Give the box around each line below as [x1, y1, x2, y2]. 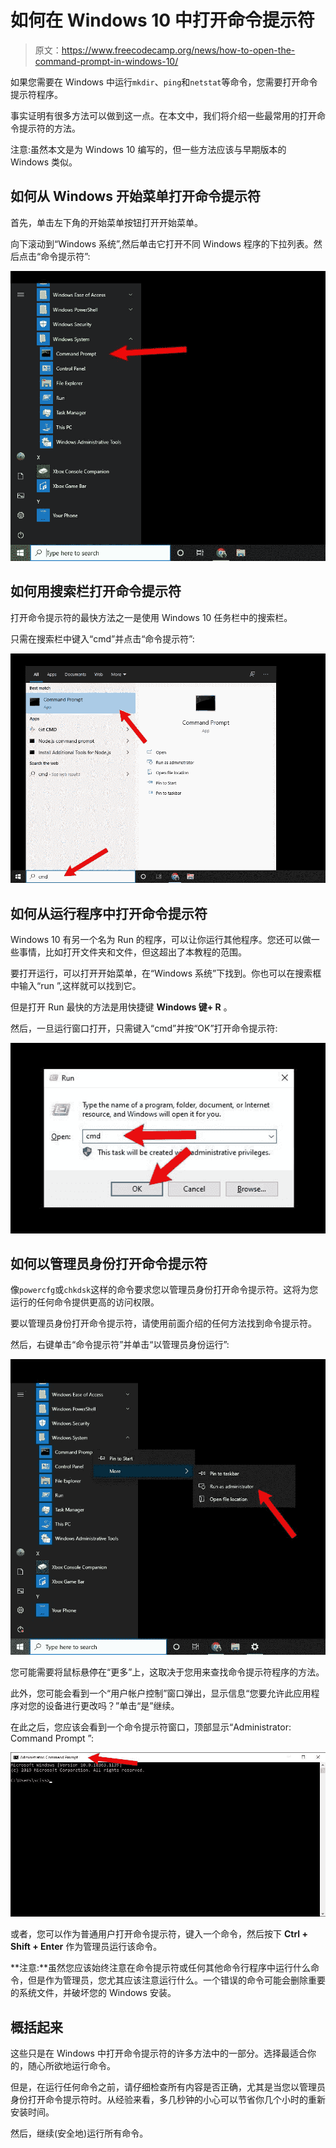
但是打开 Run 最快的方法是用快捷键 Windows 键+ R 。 [10, 1001, 233, 1013]
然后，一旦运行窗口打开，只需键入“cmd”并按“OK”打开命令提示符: [10, 1022, 278, 1035]
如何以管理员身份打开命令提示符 [10, 1256, 208, 1273]
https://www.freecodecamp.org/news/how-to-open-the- [61, 44, 296, 56]
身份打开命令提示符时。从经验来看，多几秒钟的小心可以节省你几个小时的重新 [10, 2094, 326, 2106]
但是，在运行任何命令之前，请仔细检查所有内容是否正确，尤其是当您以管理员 [10, 2081, 326, 2093]
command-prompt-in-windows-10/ [34, 55, 179, 67]
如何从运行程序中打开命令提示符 [10, 905, 208, 922]
